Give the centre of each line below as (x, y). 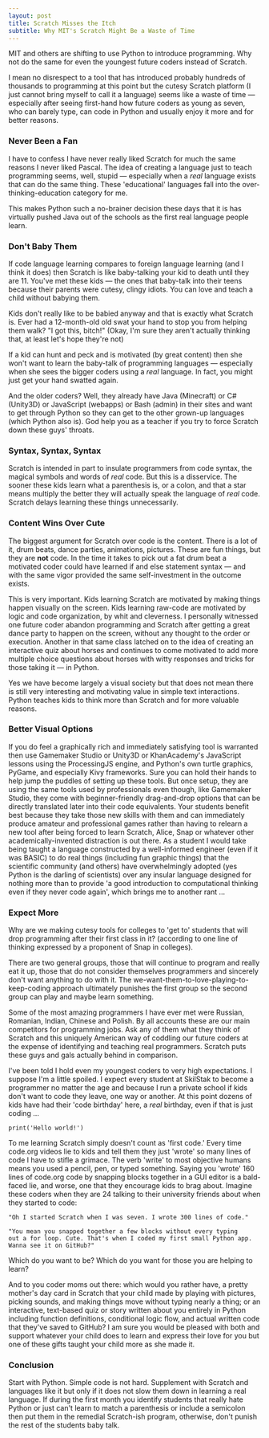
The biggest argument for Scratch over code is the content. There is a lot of (133, 541)
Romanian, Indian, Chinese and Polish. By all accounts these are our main (129, 1021)
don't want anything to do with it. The (70, 980)
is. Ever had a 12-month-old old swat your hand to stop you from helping (128, 321)
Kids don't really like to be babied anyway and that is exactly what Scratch (131, 313)
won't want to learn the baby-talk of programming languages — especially (131, 363)
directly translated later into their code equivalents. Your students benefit (129, 806)
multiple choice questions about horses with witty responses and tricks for (131, 659)
